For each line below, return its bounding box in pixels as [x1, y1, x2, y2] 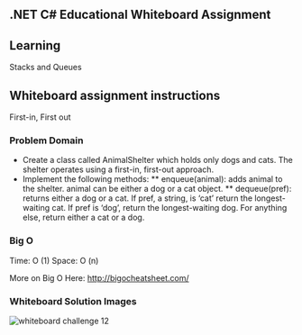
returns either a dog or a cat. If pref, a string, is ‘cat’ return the [22, 193, 253, 204]
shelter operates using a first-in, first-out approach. [22, 164, 215, 175]
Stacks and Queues [9, 62, 83, 73]
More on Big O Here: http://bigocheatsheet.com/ [9, 272, 189, 283]
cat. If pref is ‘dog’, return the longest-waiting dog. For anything [51, 203, 288, 213]
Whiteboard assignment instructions [9, 87, 221, 103]
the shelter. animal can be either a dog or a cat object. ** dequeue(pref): [22, 184, 292, 195]
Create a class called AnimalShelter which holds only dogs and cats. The [22, 155, 293, 166]
